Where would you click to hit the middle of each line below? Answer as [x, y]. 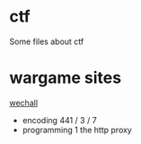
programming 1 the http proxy [77, 130]
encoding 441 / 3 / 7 [59, 120]
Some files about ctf [47, 41]
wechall [24, 103]
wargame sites [66, 78]
